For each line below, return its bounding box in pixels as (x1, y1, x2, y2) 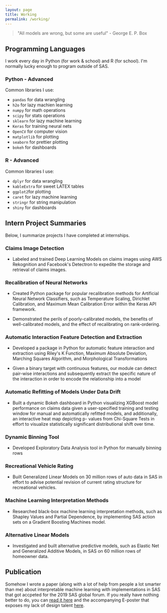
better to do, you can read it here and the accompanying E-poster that (5, 597, 150, 603)
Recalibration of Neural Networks (5, 279, 88, 286)
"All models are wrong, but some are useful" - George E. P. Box (17, 30, 147, 36)
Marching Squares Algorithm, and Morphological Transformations (12, 355, 148, 362)
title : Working (5, 12, 37, 17)
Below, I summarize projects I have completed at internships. (5, 232, 130, 238)
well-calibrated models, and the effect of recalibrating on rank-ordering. (12, 321, 161, 327)
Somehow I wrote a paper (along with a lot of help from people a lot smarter (5, 581, 161, 587)
